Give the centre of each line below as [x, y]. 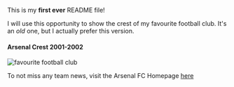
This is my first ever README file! [56, 10]
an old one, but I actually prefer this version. [71, 31]
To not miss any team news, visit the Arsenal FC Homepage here [101, 76]
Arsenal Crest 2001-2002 [46, 47]
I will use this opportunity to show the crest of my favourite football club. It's [117, 23]
